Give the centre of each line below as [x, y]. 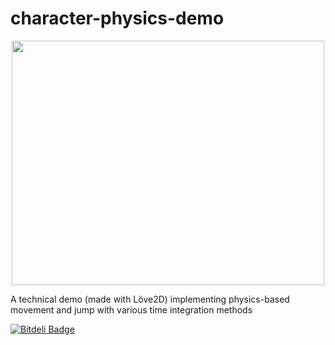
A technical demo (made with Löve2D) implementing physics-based [150, 299]
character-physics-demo [117, 18]
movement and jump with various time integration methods [131, 309]
